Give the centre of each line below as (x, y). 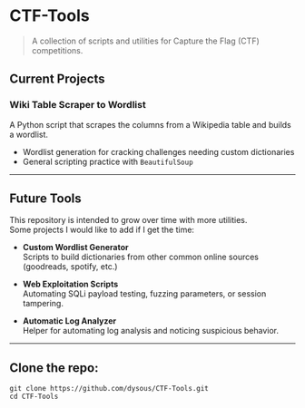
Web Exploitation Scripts (70, 284)
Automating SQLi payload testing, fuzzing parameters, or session (144, 294)
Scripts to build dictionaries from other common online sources (141, 257)
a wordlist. (29, 134)
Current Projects (57, 79)
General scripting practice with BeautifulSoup (108, 161)
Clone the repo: (54, 368)
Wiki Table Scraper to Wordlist (78, 105)
